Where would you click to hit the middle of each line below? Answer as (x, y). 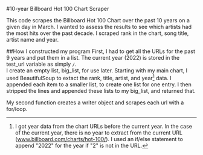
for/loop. (17, 109)
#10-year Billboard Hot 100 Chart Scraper (58, 9)
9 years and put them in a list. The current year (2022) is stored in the (93, 58)
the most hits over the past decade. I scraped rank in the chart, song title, (98, 33)
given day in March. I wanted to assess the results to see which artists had (99, 27)
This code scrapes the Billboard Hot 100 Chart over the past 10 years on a (98, 20)
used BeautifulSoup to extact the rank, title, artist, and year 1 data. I (89, 77)
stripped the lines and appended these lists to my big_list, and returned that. (101, 90)
